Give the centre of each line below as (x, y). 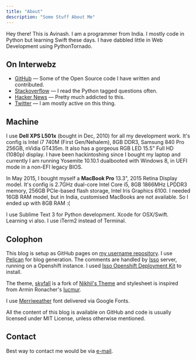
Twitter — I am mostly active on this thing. (65, 104)
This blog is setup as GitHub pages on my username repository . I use (89, 253)
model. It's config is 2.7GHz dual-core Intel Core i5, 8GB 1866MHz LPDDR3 (97, 184)
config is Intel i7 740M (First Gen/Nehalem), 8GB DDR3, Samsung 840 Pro (95, 142)
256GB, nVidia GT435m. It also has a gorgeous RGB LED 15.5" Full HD (90, 148)
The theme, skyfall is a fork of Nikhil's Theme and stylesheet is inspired (92, 283)
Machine (23, 121)
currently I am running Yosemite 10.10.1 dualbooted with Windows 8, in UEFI (97, 161)
